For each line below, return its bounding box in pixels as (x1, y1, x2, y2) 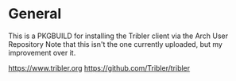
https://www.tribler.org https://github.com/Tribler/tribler (8, 63, 191, 72)
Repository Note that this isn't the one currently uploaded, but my (8, 39, 222, 48)
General (8, 5, 62, 23)
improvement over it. (8, 48, 76, 57)
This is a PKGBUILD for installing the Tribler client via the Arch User (8, 31, 229, 40)
